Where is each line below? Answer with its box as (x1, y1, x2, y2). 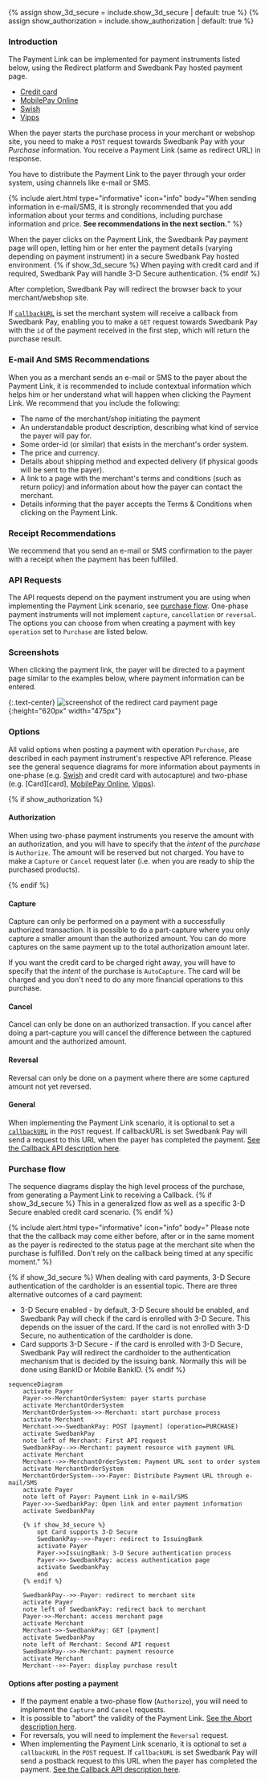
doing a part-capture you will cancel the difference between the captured (8, 1028, 251, 1038)
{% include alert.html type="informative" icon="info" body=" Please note (8, 1223, 251, 1232)
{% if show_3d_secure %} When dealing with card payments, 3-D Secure (8, 1273, 251, 1282)
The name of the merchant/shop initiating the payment (19, 414, 201, 423)
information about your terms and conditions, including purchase (8, 210, 223, 220)
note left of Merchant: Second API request (22, 1641, 171, 1649)
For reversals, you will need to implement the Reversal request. (19, 1731, 229, 1740)
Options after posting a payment (8, 1678, 119, 1688)
